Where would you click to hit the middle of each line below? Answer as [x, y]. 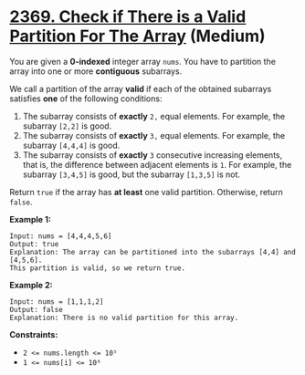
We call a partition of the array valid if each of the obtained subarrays [141, 89]
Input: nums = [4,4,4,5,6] [61, 236]
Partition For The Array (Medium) [138, 36]
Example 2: [31, 285]
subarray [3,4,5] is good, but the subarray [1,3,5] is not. [131, 174]
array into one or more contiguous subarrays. [96, 71]
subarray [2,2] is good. [67, 126]
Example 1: [31, 219]
